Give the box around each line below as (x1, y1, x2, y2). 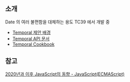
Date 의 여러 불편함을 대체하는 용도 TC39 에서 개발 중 (5, 19, 110, 25)
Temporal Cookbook (12, 41, 55, 47)
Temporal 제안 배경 (12, 29, 51, 35)
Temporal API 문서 (12, 35, 50, 41)
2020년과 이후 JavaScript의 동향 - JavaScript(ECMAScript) (5, 71, 125, 77)
